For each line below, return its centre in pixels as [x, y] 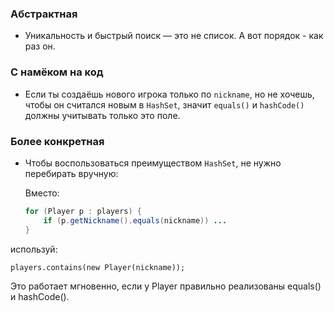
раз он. [40, 46]
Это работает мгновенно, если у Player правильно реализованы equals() [166, 286]
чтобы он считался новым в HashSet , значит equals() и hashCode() [164, 104]
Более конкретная [57, 141]
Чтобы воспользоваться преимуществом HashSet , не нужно [153, 163]
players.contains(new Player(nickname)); [98, 267]
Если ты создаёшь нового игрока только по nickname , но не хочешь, [169, 94]
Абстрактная [44, 14]
